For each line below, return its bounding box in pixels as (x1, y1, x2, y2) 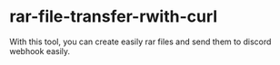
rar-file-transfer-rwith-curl (9, 6, 218, 27)
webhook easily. (9, 45, 71, 56)
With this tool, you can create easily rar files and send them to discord (9, 36, 272, 47)
